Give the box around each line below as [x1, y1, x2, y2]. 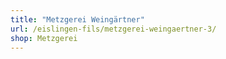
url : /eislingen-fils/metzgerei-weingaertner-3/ [10, 24, 217, 34]
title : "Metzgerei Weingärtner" [10, 14, 145, 25]
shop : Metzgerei [10, 33, 78, 43]
